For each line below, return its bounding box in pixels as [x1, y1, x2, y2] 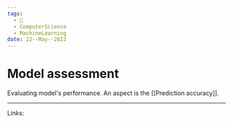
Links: [7, 109, 24, 117]
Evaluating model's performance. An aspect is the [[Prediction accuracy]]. [7, 89, 220, 97]
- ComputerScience [13, 23, 67, 30]
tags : [7, 10, 23, 17]
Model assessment [7, 66, 119, 82]
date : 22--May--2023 [7, 36, 67, 43]
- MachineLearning [13, 29, 67, 37]
